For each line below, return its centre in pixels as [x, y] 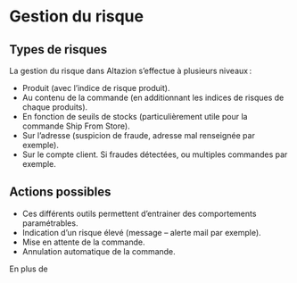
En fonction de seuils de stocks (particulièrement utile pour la [135, 117]
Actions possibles [60, 192]
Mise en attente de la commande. [83, 242]
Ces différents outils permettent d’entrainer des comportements [139, 213]
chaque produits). [55, 107]
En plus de [29, 269]
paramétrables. [50, 223]
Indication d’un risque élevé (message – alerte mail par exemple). [141, 232]
